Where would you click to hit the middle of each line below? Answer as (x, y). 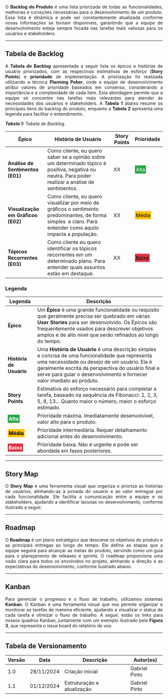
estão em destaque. (70, 273)
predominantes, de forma (77, 215)
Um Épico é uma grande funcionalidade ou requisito (98, 310)
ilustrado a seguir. (24, 507)
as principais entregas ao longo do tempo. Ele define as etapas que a (84, 545)
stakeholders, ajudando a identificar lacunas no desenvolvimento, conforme (84, 502)
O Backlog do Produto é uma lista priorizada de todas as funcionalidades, (84, 7)
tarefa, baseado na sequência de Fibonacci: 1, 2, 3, (97, 395)
